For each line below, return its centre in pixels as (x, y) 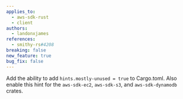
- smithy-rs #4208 (33, 45)
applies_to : (21, 12)
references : (21, 39)
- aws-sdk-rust (30, 17)
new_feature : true (29, 56)
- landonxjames (30, 34)
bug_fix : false (25, 61)
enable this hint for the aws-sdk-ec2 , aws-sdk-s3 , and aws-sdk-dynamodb (92, 84)
